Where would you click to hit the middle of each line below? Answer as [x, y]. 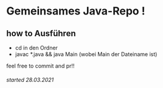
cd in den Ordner [36, 48]
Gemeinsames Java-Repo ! [76, 11]
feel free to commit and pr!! [40, 66]
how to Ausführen [41, 33]
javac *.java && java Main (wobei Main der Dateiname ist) [86, 54]
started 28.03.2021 [30, 80]
